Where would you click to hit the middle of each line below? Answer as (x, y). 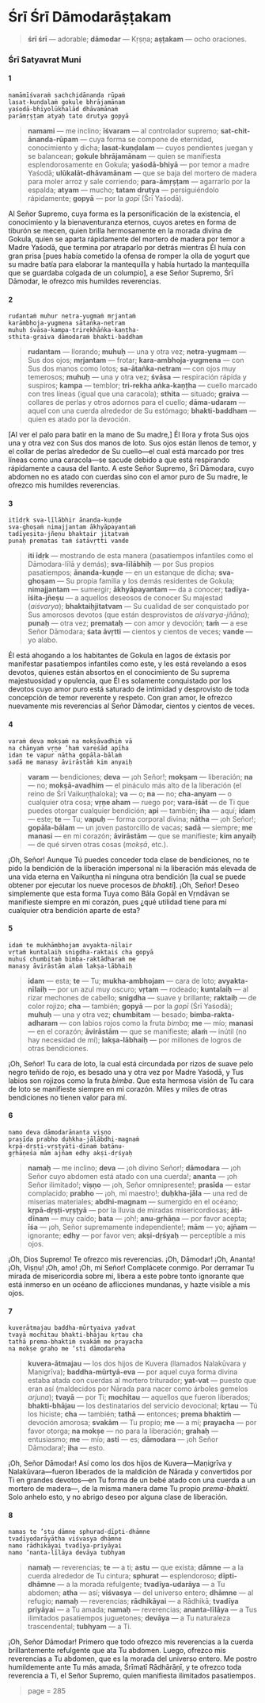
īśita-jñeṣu (46, 598)
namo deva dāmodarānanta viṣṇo (60, 1133)
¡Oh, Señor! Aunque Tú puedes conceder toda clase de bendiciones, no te (129, 859)
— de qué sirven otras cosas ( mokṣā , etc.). (98, 844)
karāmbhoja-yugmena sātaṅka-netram (67, 323)
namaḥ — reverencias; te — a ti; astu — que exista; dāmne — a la (135, 1567)
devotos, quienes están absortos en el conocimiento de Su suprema (119, 672)
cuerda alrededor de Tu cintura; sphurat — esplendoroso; (122, 1576)
